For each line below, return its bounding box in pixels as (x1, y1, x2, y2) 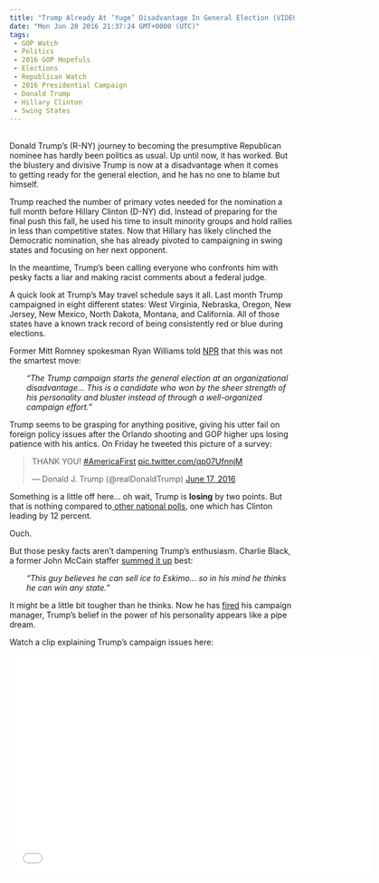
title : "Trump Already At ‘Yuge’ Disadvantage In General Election (9, 13, 270, 23)
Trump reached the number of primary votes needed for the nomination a (9, 197, 283, 208)
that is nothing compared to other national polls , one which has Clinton (9, 500, 273, 512)
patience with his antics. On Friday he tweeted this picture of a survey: (9, 439, 272, 450)
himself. (9, 179, 39, 190)
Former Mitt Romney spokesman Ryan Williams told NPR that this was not (9, 345, 283, 356)
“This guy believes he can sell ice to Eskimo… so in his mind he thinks (26, 573, 287, 584)
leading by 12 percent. (9, 510, 92, 521)
